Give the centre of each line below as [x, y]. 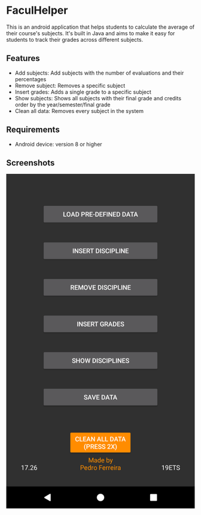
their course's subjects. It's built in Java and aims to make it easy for [91, 33]
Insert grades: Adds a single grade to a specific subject [83, 92]
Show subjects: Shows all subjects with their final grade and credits [98, 98]
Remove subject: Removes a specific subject [70, 85]
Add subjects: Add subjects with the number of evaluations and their [99, 73]
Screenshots [31, 163]
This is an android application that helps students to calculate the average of [100, 27]
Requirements [33, 130]
